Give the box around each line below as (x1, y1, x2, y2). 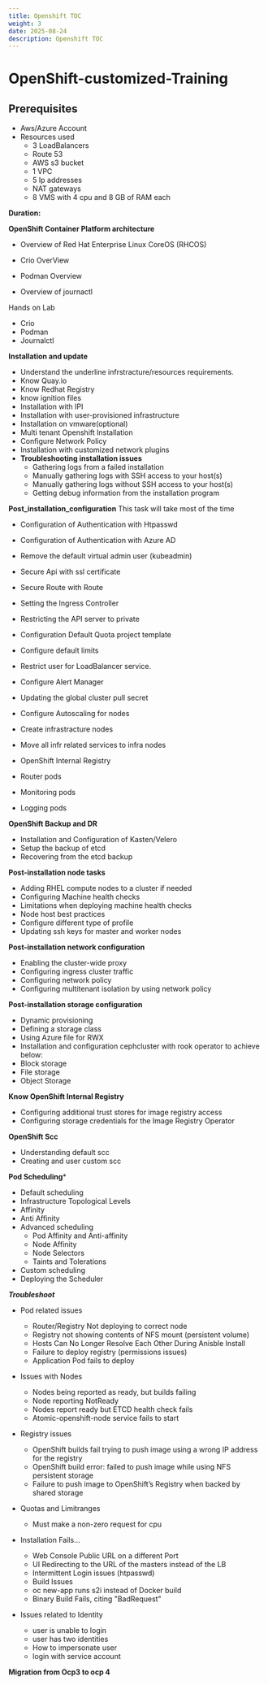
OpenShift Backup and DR (8, 819, 97, 829)
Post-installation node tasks (8, 867, 106, 878)
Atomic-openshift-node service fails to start (32, 1414, 179, 1423)
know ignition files (19, 393, 82, 403)
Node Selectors (32, 1249, 85, 1258)
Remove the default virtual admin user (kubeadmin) (19, 551, 192, 561)
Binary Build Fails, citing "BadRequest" (32, 1594, 162, 1604)
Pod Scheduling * (8, 1172, 67, 1182)
